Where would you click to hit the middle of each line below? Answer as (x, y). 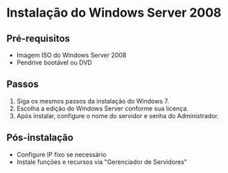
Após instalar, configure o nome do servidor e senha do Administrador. (117, 115)
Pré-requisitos (38, 39)
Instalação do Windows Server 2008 (114, 13)
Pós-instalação (40, 138)
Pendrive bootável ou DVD (54, 63)
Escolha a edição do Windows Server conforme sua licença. (102, 108)
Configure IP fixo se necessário (61, 154)
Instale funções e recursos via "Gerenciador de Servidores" (102, 162)
